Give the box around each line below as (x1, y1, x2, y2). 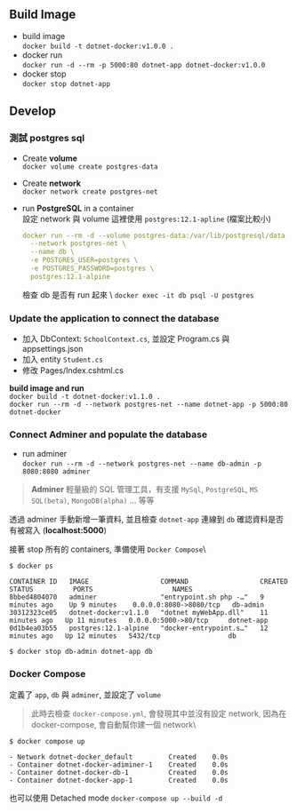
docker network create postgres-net (21, 187, 158, 196)
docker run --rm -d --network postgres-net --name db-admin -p (21, 459, 262, 469)
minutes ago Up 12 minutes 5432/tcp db (9, 632, 237, 641)
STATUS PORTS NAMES (9, 585, 193, 594)
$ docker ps (9, 561, 53, 571)
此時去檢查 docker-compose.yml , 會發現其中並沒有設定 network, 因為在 (30, 708, 287, 719)
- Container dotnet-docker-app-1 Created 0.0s (9, 776, 229, 784)
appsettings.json (21, 344, 84, 354)
